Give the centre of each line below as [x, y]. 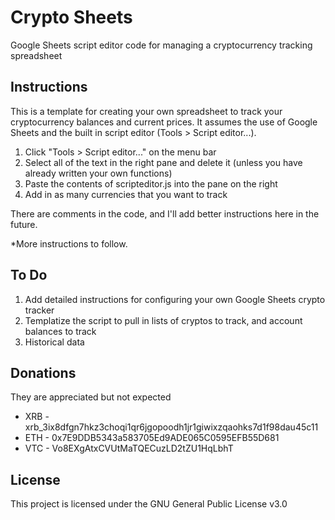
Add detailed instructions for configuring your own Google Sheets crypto [175, 299]
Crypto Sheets [71, 17]
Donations [43, 372]
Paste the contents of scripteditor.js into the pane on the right [151, 183]
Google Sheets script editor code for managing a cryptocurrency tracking [161, 45]
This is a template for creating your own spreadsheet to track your [146, 111]
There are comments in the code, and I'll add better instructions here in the [165, 213]
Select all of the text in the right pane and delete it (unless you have [163, 162]
